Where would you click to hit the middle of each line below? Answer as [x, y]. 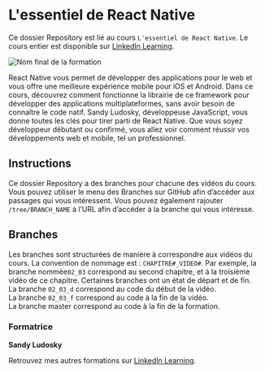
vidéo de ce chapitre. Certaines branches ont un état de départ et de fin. [130, 280]
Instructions [40, 164]
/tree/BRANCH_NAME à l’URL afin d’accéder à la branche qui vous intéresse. [131, 209]
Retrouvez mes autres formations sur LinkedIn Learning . [102, 360]
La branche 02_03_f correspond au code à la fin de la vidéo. [109, 297]
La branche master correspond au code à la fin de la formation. [114, 306]
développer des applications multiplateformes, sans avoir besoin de [122, 103]
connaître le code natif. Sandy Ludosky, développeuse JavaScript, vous [128, 112]
